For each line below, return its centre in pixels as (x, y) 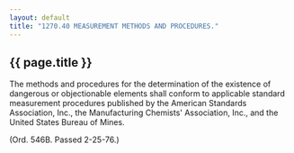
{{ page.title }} (51, 63)
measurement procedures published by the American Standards (128, 103)
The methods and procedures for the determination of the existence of (140, 84)
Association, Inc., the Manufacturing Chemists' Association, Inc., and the (144, 112)
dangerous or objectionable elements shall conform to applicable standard (147, 94)
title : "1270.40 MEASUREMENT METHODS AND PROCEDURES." (114, 26)
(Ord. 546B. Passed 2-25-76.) (64, 139)
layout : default (40, 18)
